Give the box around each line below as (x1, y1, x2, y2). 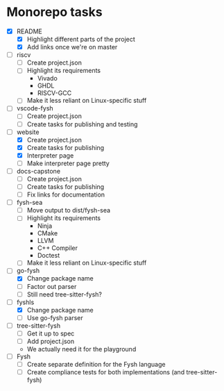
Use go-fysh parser (26, 313, 84, 322)
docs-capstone (16, 167, 60, 175)
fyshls (16, 298, 35, 306)
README (16, 27, 43, 35)
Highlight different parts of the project (26, 35, 136, 43)
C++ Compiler (37, 244, 78, 252)
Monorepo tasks (6, 4, 103, 20)
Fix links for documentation (26, 190, 105, 199)
